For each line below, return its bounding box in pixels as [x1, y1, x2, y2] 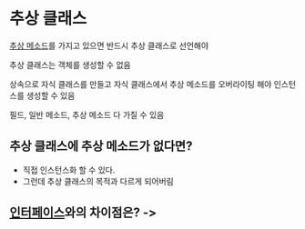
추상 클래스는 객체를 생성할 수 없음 [9, 59, 131, 70]
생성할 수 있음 [25, 90, 76, 101]
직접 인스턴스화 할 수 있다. [22, 164, 116, 175]
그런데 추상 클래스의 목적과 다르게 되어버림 [22, 175, 175, 186]
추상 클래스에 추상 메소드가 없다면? [9, 138, 193, 154]
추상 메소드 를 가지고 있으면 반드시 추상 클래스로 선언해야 [9, 40, 209, 51]
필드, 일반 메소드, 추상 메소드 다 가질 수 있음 [9, 109, 165, 120]
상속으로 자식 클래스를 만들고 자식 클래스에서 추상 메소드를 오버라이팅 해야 [9, 78, 272, 89]
